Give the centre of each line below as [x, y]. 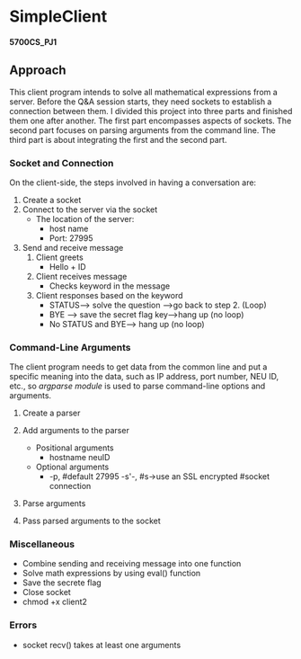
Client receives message [81, 276]
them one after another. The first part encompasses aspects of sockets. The [150, 120]
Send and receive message [73, 247]
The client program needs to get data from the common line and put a [138, 367]
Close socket [47, 592]
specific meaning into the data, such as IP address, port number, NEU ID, [144, 377]
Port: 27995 [71, 238]
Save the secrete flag [62, 583]
